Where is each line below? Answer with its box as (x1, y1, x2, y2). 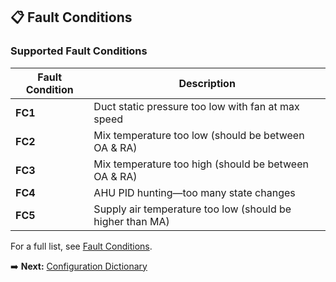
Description (178, 76, 236, 90)
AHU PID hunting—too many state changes (93, 185, 296, 199)
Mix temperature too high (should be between (93, 157, 309, 171)
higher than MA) (93, 214, 170, 228)
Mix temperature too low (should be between (93, 128, 305, 142)
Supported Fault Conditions (10, 44, 148, 58)
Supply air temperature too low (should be (93, 202, 292, 216)
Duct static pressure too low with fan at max (93, 99, 300, 113)
